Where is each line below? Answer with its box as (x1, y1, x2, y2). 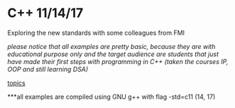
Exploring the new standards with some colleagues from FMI (7, 28, 185, 37)
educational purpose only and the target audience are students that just (7, 50, 219, 58)
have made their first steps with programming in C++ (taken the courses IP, (7, 57, 229, 65)
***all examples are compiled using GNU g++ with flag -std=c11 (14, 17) (7, 92, 216, 101)
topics (7, 78, 26, 87)
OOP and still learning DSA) (7, 65, 89, 73)
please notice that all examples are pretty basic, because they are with (7, 42, 216, 50)
